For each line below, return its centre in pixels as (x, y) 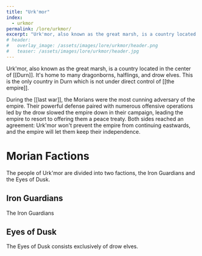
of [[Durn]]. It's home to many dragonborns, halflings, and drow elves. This (100, 75)
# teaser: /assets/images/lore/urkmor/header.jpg (73, 51)
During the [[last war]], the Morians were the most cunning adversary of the (101, 99)
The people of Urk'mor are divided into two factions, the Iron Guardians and (101, 172)
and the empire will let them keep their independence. (73, 131)
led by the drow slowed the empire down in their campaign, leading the (95, 112)
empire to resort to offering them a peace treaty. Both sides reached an (95, 119)
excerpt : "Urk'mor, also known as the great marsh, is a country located (101, 34)
